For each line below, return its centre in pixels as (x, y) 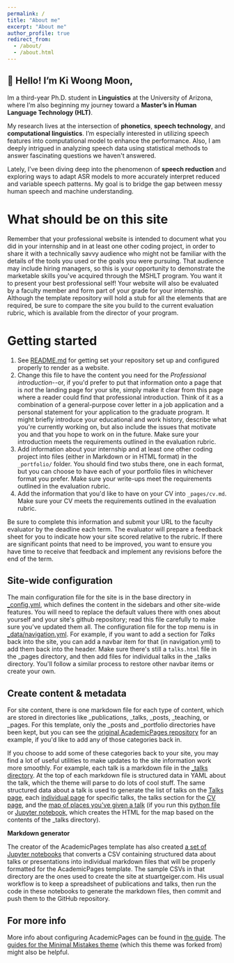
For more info (37, 920)
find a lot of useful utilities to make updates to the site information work (109, 761)
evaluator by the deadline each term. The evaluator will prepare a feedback (115, 529)
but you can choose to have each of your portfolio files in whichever (115, 471)
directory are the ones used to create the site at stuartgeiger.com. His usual (116, 877)
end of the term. (30, 559)
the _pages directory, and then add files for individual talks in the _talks (109, 656)
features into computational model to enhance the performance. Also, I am (114, 141)
